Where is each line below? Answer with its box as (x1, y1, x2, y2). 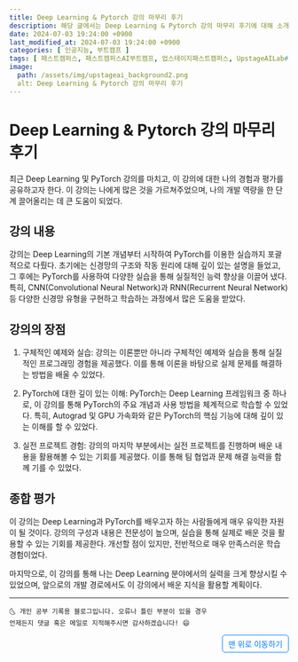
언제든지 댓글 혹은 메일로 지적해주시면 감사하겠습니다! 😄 (9, 619, 191, 627)
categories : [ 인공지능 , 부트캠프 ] (9, 46, 130, 55)
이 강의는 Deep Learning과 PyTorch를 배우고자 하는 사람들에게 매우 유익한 (9, 516, 268, 526)
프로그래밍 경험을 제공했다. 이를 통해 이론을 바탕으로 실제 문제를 (38, 359, 259, 369)
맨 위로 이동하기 (227, 639, 283, 649)
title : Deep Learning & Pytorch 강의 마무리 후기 (9, 12, 184, 22)
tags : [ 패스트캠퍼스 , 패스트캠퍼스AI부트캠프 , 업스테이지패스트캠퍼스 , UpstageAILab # (9, 54, 289, 63)
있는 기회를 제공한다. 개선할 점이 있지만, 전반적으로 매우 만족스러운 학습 (35, 539, 281, 548)
